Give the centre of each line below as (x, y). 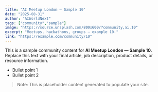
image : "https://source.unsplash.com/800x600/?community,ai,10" (71, 28)
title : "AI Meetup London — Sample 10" (45, 9)
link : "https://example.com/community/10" (49, 37)
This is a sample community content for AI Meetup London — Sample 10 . (79, 50)
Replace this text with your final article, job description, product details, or (79, 55)
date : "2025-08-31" (25, 14)
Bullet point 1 (25, 70)
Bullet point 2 (25, 75)
